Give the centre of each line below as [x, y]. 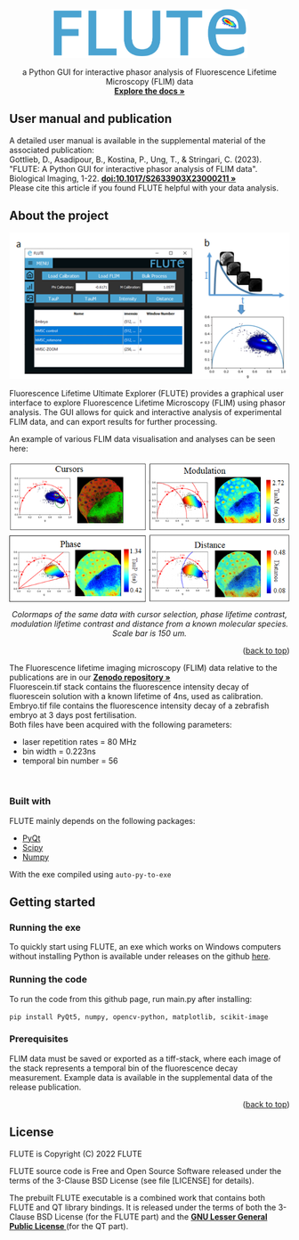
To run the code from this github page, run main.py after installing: [131, 999]
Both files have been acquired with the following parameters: [121, 725]
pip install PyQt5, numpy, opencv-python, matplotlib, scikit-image [139, 1017]
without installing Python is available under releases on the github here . [140, 957]
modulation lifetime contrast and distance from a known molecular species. [149, 624]
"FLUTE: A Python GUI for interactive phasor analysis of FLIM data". [133, 168]
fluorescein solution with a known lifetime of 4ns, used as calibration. [136, 697]
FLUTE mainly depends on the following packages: [102, 820]
